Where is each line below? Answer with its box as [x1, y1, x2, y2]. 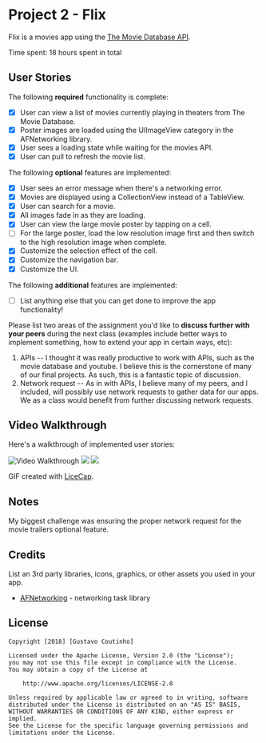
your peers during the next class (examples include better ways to [8, 328, 228, 338]
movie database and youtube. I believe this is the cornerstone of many [19, 361, 252, 371]
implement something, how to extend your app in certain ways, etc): [8, 337, 232, 347]
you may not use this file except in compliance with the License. [8, 658, 238, 666]
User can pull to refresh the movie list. [19, 151, 146, 161]
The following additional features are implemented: [8, 280, 177, 290]
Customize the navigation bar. [19, 255, 118, 265]
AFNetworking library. [19, 134, 93, 143]
